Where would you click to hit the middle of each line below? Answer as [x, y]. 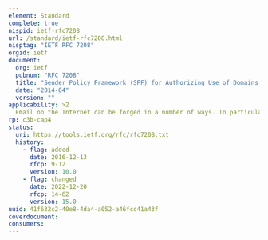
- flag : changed [50, 180]
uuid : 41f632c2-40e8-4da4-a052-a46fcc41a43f [83, 209]
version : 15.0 [53, 202]
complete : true [33, 23]
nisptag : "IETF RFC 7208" [51, 46]
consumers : [26, 224]
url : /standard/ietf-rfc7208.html [66, 38]
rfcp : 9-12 [47, 165]
